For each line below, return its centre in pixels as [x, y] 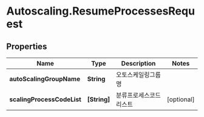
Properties [27, 46]
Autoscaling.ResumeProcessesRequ [101, 11]
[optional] [181, 99]
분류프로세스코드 [138, 95]
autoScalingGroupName [45, 79]
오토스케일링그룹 [138, 75]
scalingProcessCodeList [46, 99]
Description [138, 63]
